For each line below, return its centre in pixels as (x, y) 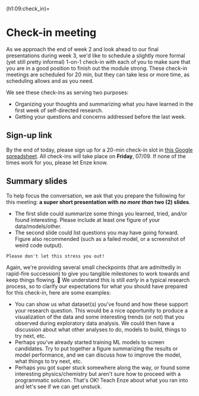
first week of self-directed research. (59, 110)
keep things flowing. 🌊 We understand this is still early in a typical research (98, 280)
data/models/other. (38, 226)
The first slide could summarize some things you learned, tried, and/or (101, 214)
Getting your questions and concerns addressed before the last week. (100, 116)
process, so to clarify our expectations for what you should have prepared (97, 286)
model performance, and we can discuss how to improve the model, (98, 355)
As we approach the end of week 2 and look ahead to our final (82, 49)
